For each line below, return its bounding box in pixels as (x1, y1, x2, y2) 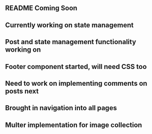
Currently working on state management (5, 21, 134, 29)
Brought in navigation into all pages (5, 104, 117, 112)
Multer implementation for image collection (5, 121, 143, 129)
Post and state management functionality (5, 38, 137, 46)
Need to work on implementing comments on (5, 79, 148, 87)
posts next (5, 87, 39, 95)
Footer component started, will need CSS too (5, 62, 147, 71)
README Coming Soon (5, 4, 77, 12)
